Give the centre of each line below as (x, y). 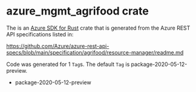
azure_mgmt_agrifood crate (78, 11)
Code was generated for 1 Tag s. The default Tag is (68, 64)
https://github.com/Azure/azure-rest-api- (58, 46)
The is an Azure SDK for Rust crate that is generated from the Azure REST (98, 28)
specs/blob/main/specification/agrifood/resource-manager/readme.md (95, 52)
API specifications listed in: (40, 34)
